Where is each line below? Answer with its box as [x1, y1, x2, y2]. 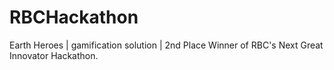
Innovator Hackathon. [9, 49, 99, 61]
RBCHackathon [9, 6, 139, 29]
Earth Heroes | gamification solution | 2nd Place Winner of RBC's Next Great [9, 39, 324, 51]
